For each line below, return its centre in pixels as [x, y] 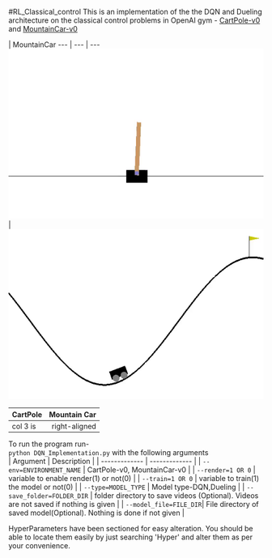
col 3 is [24, 426]
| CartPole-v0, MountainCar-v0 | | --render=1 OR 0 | [170, 470]
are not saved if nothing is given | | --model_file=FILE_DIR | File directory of [134, 505]
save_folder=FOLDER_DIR [49, 496]
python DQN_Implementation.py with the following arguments [108, 453]
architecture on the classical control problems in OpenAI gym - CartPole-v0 [134, 20]
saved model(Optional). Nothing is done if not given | [96, 513]
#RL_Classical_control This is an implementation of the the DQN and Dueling [135, 12]
